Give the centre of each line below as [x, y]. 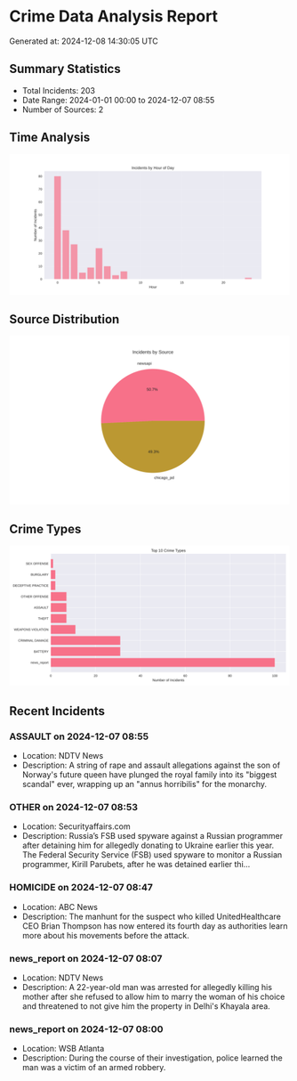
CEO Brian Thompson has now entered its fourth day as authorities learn [155, 926]
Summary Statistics [65, 69]
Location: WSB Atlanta [63, 1049]
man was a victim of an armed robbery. [94, 1068]
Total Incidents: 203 [59, 90]
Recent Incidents [57, 711]
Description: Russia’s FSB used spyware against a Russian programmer [152, 836]
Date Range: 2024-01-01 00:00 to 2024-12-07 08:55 [118, 100]
